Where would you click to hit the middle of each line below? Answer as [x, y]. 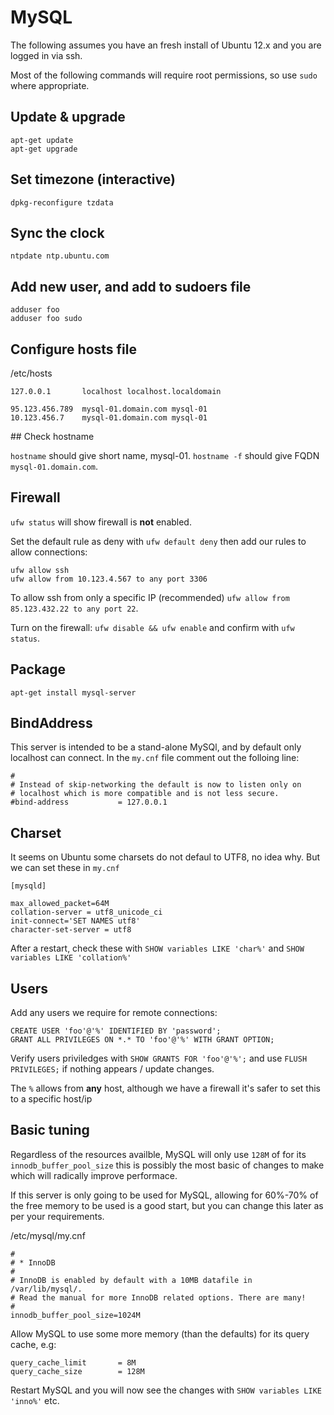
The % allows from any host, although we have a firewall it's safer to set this [165, 1088]
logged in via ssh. [46, 55]
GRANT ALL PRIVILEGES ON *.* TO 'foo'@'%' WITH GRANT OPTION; [142, 1040]
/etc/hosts [31, 373]
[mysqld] [28, 886]
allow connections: [49, 552]
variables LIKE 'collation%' [71, 958]
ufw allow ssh [40, 570]
